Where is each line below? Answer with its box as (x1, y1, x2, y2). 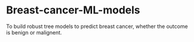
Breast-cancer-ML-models (6, 3, 141, 17)
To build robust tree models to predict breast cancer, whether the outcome (6, 23, 188, 30)
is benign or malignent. (6, 29, 62, 36)
